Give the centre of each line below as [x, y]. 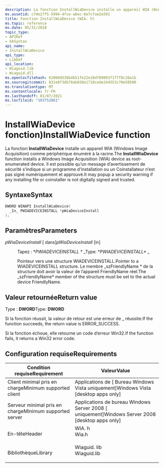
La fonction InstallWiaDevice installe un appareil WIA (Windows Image [76, 149]
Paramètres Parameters [41, 230]
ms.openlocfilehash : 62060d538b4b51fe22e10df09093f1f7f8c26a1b [71, 78]
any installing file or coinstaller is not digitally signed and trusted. [70, 180]
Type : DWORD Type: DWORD [35, 309]
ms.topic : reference [26, 23]
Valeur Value [115, 370]
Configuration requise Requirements [61, 354]
